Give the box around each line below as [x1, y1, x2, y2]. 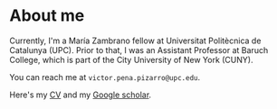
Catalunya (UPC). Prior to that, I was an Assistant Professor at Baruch [9, 44, 269, 55]
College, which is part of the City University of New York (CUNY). [9, 54, 253, 65]
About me [9, 5, 85, 26]
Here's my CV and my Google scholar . [9, 89, 152, 100]
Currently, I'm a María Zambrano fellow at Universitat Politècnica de [9, 35, 262, 46]
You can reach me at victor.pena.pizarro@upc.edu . [9, 71, 201, 82]
